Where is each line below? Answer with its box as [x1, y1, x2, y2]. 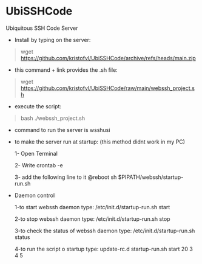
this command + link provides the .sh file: [14, 66, 118, 74]
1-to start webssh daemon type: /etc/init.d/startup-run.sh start [14, 203, 170, 210]
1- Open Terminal [14, 150, 58, 157]
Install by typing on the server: [14, 36, 91, 43]
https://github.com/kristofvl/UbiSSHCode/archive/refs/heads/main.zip [20, 54, 196, 61]
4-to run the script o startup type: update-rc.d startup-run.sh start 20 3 [14, 245, 194, 252]
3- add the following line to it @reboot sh [14, 173, 117, 181]
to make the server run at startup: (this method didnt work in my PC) [14, 138, 186, 145]
